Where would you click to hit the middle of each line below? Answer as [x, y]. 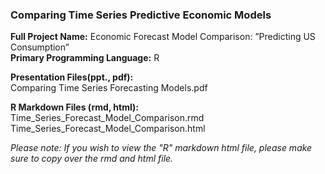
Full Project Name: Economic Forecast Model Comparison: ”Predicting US [163, 37]
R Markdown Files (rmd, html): [74, 107]
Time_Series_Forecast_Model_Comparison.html [108, 129]
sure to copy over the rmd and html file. [92, 159]
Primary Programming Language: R [85, 58]
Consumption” [40, 47]
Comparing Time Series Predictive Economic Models [141, 15]
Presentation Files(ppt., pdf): [72, 77]
